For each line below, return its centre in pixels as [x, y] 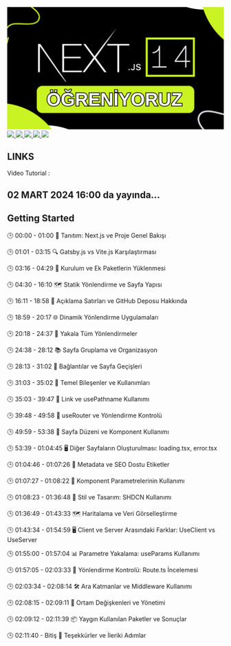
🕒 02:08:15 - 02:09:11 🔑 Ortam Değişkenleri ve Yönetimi [86, 603]
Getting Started [41, 219]
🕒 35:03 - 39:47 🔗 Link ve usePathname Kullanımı [78, 399]
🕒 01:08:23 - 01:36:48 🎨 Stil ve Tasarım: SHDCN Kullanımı [89, 497]
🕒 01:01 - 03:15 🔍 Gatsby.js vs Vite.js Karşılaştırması [82, 251]
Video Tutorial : [29, 173]
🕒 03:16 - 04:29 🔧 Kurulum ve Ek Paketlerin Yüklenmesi [87, 268]
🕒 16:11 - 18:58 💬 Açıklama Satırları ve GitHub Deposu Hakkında [97, 301]
